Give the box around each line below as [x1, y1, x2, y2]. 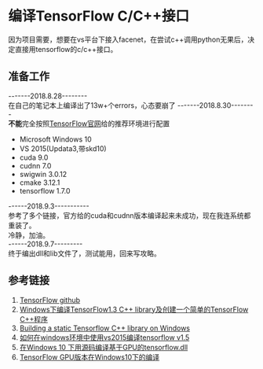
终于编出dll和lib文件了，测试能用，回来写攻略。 [8, 249, 161, 258]
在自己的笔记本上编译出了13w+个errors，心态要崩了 [8, 100, 176, 110]
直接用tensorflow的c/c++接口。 [14, 44, 118, 54]
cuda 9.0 [19, 153, 49, 162]
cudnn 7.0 [19, 161, 52, 170]
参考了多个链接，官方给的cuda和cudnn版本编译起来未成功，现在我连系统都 [8, 210, 251, 220]
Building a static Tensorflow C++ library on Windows [19, 323, 191, 333]
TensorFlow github [19, 295, 81, 304]
